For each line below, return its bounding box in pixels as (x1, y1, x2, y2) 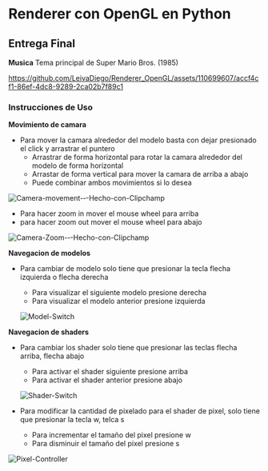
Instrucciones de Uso (8, 102, 94, 113)
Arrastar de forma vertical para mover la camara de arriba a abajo (31, 170, 249, 179)
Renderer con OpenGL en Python (8, 5, 232, 23)
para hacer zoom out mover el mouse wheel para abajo (19, 218, 202, 227)
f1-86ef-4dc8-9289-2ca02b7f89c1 (8, 82, 124, 91)
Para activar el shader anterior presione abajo (31, 375, 182, 385)
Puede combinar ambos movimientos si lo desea (31, 178, 192, 188)
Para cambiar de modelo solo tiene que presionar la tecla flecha (19, 264, 230, 273)
